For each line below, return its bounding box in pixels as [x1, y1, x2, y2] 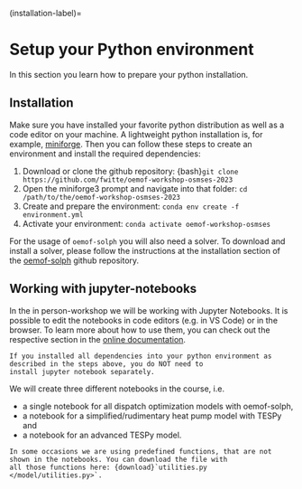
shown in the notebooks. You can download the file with [9, 455, 228, 464]
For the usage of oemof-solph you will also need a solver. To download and [9, 235, 286, 247]
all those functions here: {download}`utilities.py [9, 463, 207, 472]
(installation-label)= [9, 8, 83, 18]
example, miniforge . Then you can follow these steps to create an [9, 138, 252, 149]
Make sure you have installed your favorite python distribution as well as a [9, 119, 285, 130]
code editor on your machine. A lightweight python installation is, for [9, 128, 263, 139]
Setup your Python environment [9, 40, 254, 60]
